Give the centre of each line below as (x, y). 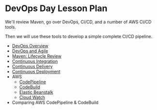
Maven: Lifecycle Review (37, 56)
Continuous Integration (35, 61)
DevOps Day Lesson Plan (56, 8)
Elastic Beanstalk (36, 92)
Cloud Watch (32, 97)
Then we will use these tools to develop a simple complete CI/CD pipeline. (79, 36)
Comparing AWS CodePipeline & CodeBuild (55, 102)
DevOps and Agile (30, 51)
